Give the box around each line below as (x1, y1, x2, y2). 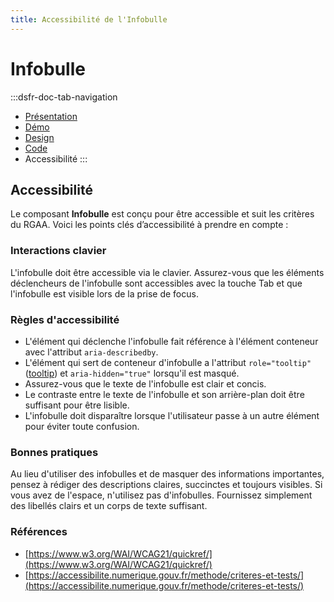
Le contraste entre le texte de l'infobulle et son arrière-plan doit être (24, 388, 305, 400)
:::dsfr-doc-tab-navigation (10, 91, 118, 103)
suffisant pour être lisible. (24, 399, 130, 411)
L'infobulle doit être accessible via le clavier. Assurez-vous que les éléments (10, 266, 325, 278)
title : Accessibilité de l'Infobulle (10, 14, 168, 25)
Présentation (24, 110, 78, 122)
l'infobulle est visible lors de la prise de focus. (10, 287, 199, 300)
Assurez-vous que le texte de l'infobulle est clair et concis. (24, 377, 267, 390)
